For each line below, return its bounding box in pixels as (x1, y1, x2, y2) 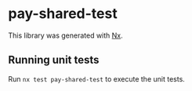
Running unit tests (8, 53, 100, 67)
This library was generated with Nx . (8, 31, 123, 40)
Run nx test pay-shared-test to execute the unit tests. (8, 74, 186, 83)
